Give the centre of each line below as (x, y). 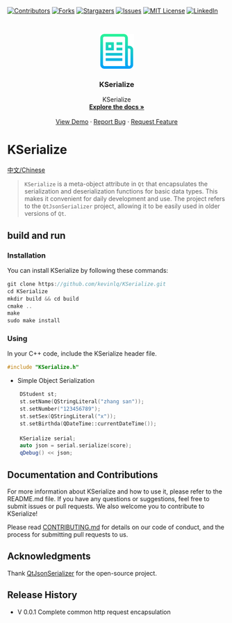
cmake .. (20, 306)
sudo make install (34, 321)
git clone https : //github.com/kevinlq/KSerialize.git (87, 284)
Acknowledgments (49, 557)
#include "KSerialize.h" (43, 368)
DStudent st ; (39, 394)
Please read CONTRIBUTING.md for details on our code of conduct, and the (116, 527)
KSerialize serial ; (48, 439)
